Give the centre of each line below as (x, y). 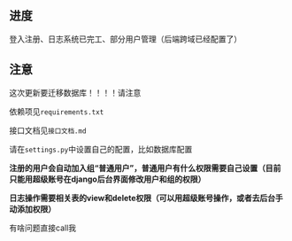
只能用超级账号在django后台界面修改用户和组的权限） (108, 179)
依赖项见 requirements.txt (57, 111)
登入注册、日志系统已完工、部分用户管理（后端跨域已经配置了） (125, 39)
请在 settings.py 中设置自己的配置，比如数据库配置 (101, 149)
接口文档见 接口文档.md (48, 130)
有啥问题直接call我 (43, 228)
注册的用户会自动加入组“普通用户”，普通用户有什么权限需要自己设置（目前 (145, 167)
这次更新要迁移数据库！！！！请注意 (75, 92)
